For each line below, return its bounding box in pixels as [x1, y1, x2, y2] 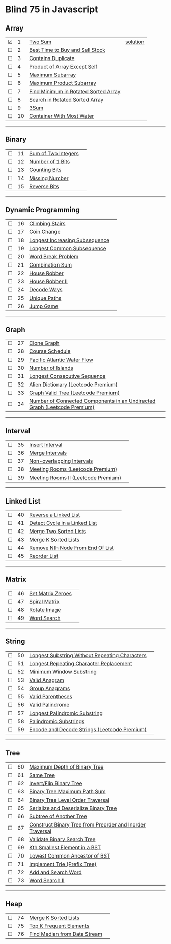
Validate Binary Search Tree [29, 836, 96, 843]
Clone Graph [29, 340, 60, 347]
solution [125, 38, 145, 45]
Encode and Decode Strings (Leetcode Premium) [29, 726, 147, 733]
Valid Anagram [29, 676, 65, 684]
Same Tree [29, 772, 55, 779]
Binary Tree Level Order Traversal [29, 796, 109, 803]
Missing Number [29, 174, 69, 182]
